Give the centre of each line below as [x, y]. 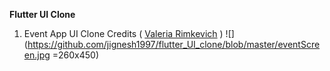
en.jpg [37, 55]
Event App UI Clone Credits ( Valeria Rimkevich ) [123, 33]
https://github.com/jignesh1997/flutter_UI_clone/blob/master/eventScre [174, 44]
